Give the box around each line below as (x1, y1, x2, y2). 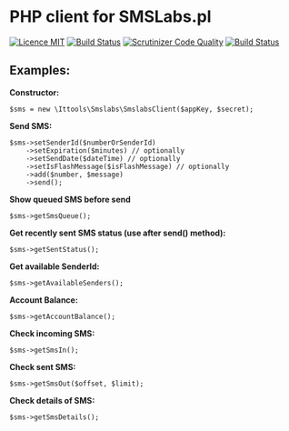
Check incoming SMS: (9, 327, 95, 338)
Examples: (9, 63, 71, 78)
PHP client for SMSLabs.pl (9, 6, 212, 27)
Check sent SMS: (9, 361, 76, 372)
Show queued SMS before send (9, 194, 132, 205)
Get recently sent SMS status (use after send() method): (9, 227, 226, 238)
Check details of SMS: (9, 395, 95, 406)
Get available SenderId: (9, 261, 100, 272)
